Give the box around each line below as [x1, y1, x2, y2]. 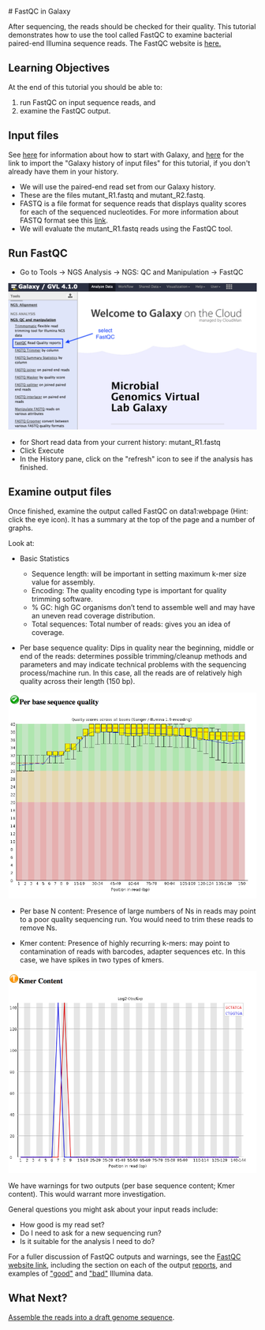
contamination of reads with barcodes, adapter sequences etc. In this [19, 947, 246, 956]
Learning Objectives [8, 62, 110, 75]
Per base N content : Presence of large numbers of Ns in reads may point [19, 906, 256, 916]
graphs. [8, 523, 33, 532]
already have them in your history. [8, 166, 119, 176]
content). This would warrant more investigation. [8, 1189, 166, 1198]
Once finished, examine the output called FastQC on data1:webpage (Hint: [8, 506, 248, 516]
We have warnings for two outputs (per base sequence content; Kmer [8, 1181, 235, 1190]
